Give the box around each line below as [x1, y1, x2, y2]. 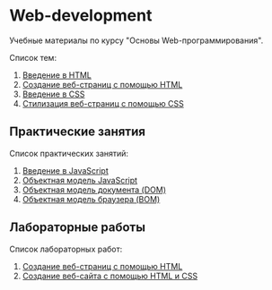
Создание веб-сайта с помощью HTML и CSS [22, 270, 198, 281]
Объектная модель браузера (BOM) [22, 193, 161, 204]
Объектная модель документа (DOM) [22, 184, 167, 195]
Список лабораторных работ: [9, 243, 123, 254]
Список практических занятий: [9, 148, 128, 158]
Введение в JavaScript [22, 165, 110, 175]
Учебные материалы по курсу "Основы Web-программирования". [9, 35, 264, 46]
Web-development [9, 5, 153, 26]
